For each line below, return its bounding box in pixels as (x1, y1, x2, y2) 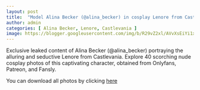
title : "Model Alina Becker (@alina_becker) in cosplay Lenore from (6, 14, 183, 20)
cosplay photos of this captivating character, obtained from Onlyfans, (6, 60, 177, 67)
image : (6, 31, 23, 37)
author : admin (6, 20, 42, 25)
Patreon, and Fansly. (6, 66, 57, 73)
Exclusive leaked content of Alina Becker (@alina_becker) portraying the (6, 47, 183, 54)
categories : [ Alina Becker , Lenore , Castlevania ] (6, 25, 137, 31)
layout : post (6, 8, 39, 15)
